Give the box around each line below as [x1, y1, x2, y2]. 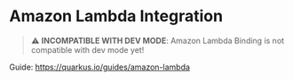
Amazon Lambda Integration [9, 6, 224, 26]
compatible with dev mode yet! [30, 44, 145, 55]
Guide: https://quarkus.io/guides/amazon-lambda [9, 62, 191, 72]
